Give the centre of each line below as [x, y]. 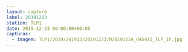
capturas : [19, 34]
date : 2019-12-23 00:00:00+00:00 [48, 28]
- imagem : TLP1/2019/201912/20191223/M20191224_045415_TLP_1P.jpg [97, 39]
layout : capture [27, 12]
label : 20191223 [27, 17]
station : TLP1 [24, 23]
